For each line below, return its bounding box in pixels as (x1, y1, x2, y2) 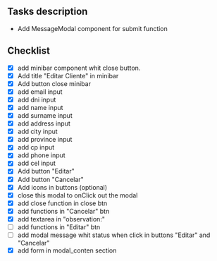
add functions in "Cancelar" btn (17, 207, 110, 215)
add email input (17, 87, 63, 96)
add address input (17, 119, 70, 128)
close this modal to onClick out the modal (17, 190, 138, 200)
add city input (17, 127, 58, 136)
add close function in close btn (17, 199, 108, 207)
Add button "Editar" (17, 167, 75, 176)
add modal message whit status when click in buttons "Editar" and (17, 231, 211, 239)
